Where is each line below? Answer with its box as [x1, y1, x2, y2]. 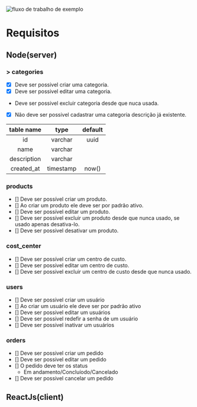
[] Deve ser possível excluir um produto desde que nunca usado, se [14, 214, 180, 222]
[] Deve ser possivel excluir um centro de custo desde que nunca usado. [14, 268, 192, 275]
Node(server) [6, 50, 57, 60]
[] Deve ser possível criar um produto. [14, 196, 108, 203]
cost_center [6, 242, 41, 250]
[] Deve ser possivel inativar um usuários [14, 321, 114, 328]
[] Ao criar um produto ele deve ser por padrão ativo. [14, 202, 144, 209]
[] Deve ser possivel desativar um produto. [14, 227, 119, 234]
